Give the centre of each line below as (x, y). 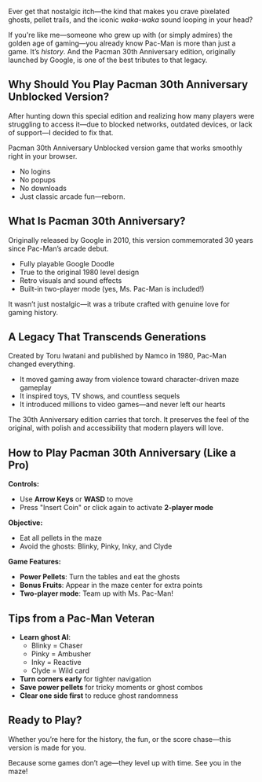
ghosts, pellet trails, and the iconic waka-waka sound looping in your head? (131, 20)
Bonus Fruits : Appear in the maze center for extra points (111, 586)
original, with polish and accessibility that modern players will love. (116, 428)
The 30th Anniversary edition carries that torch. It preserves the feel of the (129, 420)
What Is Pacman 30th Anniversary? (97, 221)
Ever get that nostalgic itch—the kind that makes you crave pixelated (119, 11)
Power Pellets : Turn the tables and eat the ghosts (100, 577)
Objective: (25, 523)
